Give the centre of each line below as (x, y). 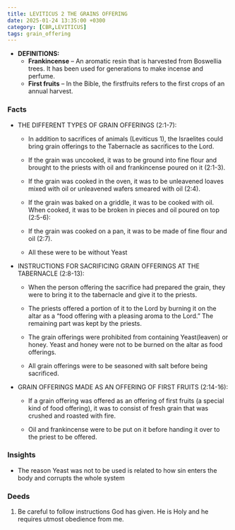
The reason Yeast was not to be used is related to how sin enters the (117, 470)
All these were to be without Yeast (78, 252)
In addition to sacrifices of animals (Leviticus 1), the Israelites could (126, 139)
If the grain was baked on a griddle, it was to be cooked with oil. (121, 202)
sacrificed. (43, 373)
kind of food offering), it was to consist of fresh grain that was (118, 408)
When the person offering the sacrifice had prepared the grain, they (127, 287)
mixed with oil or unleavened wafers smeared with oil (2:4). (114, 189)
